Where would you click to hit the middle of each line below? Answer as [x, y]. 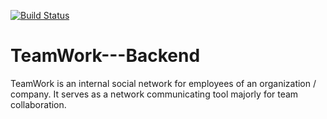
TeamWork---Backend [105, 56]
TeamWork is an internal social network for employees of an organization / [163, 83]
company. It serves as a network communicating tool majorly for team [154, 94]
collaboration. [38, 104]
